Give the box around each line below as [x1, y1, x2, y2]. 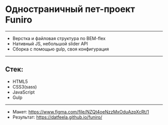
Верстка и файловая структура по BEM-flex [12, 35, 106, 41]
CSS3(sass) [12, 83, 37, 89]
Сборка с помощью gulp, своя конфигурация [12, 46, 109, 52]
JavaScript [12, 89, 35, 95]
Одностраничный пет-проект [5, 3, 135, 15]
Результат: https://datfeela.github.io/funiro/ [12, 114, 102, 120]
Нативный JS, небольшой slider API [12, 40, 88, 46]
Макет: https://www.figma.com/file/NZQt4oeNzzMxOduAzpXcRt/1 [12, 108, 149, 114]
